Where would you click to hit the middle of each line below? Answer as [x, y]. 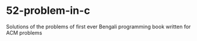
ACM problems [24, 32]
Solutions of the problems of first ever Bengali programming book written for [98, 27]
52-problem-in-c [48, 11]
